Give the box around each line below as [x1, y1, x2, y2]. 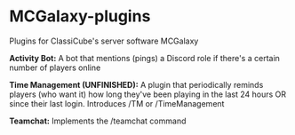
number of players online [9, 62, 101, 73]
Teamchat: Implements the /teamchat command [9, 115, 187, 126]
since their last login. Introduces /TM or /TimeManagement [9, 98, 225, 108]
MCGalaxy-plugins [9, 6, 151, 27]
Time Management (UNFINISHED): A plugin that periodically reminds [9, 79, 264, 90]
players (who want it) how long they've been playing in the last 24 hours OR [9, 89, 287, 99]
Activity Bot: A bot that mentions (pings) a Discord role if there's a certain [9, 52, 280, 63]
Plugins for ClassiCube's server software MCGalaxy [9, 36, 199, 46]
